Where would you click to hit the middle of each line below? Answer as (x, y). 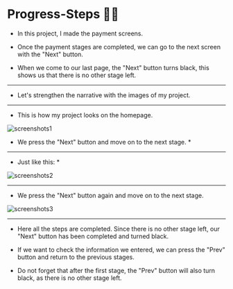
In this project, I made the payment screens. (80, 33)
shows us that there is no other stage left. (77, 75)
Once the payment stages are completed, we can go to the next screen (119, 47)
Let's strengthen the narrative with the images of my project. (104, 95)
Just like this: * (38, 162)
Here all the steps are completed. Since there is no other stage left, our (119, 229)
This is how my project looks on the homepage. (85, 115)
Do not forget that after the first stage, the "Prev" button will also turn (116, 270)
